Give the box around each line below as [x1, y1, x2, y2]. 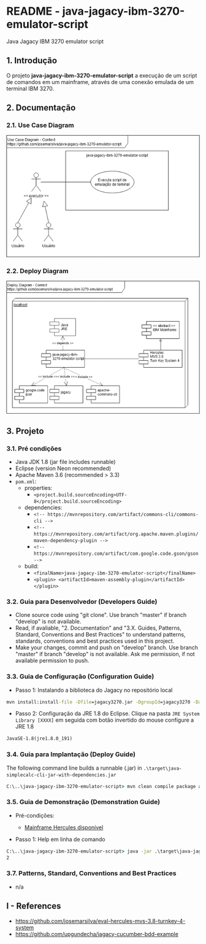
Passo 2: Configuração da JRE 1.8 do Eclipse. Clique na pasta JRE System [15, 710, 200, 718]
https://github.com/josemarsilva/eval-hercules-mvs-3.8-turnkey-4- [15, 917, 186, 924]
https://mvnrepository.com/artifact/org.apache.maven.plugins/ [33, 531, 199, 537]
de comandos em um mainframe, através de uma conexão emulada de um [6, 78, 194, 85]
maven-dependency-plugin [33, 538, 97, 544]
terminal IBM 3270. [6, 85, 55, 92]
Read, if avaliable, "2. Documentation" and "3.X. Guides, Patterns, [15, 624, 182, 632]
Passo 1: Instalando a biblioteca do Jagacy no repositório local [15, 686, 173, 694]
